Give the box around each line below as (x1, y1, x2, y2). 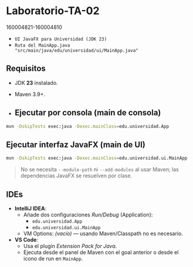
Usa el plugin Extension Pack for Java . (23, 242, 117, 249)
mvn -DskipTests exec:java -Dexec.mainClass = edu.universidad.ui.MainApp (6, 155, 188, 161)
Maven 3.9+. (14, 90, 46, 98)
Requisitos (6, 64, 46, 74)
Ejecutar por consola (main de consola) (14, 108, 161, 118)
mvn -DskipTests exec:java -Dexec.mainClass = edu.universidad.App (6, 123, 169, 129)
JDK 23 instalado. (14, 79, 58, 86)
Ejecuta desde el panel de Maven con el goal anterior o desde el (23, 249, 179, 256)
